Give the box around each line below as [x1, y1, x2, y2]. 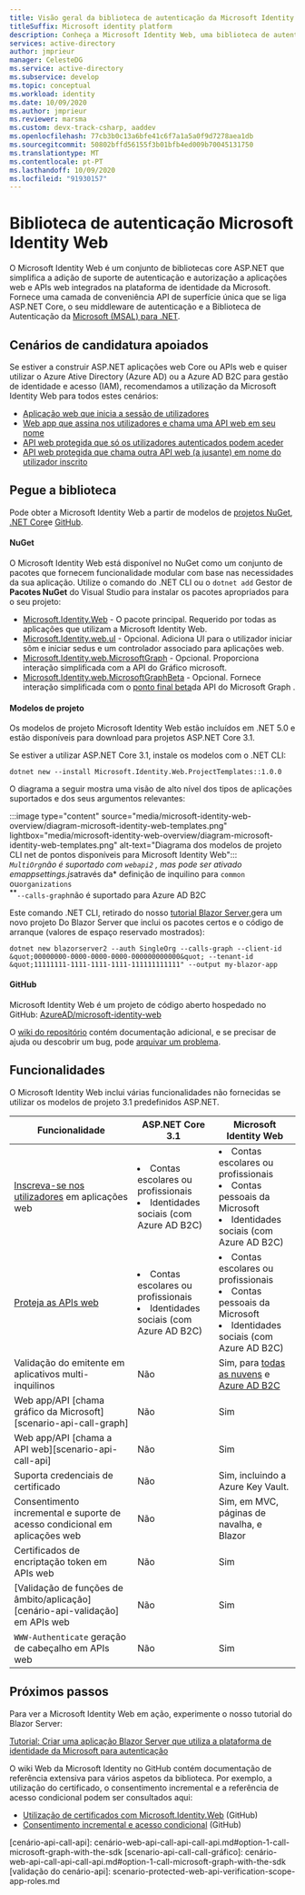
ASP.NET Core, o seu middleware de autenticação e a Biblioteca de [9, 301, 261, 312]
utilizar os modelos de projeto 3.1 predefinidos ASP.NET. [9, 1096, 220, 1107]
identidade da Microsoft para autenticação [9, 1745, 169, 1756]
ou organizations [9, 879, 73, 890]
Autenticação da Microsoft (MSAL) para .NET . [9, 311, 181, 322]
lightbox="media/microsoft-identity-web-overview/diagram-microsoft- [9, 830, 274, 842]
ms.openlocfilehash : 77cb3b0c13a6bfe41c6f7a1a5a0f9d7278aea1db [9, 132, 254, 141]
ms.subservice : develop [9, 73, 100, 82]
